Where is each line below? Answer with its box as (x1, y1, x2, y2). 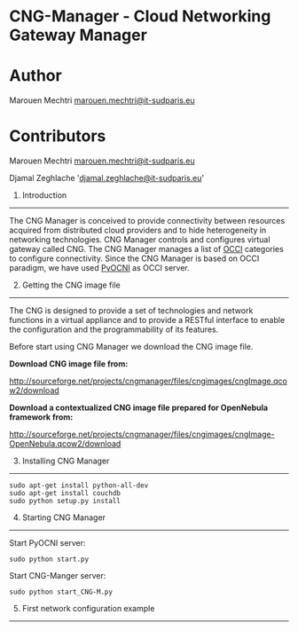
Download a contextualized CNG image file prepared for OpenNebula (9, 402, 269, 414)
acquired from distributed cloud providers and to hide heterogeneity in (9, 225, 267, 236)
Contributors (9, 126, 106, 146)
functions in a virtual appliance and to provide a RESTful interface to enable (9, 315, 286, 326)
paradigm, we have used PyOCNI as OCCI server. (9, 263, 191, 273)
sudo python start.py (9, 555, 90, 564)
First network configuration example (21, 603, 155, 614)
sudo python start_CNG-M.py (9, 588, 114, 596)
